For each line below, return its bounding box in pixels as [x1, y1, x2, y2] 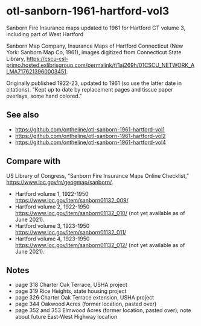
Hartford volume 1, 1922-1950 [14, 190, 89, 197]
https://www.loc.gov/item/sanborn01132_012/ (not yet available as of [14, 241, 185, 248]
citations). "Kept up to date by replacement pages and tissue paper [6, 86, 173, 93]
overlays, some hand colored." [6, 92, 83, 99]
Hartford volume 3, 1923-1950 [14, 222, 90, 230]
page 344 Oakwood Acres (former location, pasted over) [14, 300, 157, 308]
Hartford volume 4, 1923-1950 [14, 235, 90, 242]
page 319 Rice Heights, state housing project [14, 287, 127, 295]
